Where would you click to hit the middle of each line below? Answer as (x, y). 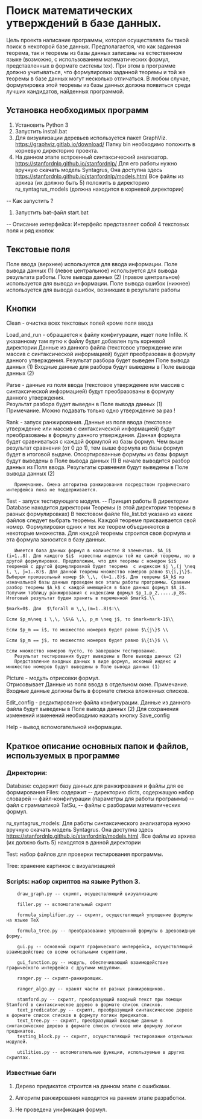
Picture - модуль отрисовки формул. (53, 678)
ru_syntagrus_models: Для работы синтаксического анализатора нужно (99, 823)
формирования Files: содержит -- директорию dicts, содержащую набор (100, 792)
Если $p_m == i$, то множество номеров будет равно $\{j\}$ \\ (87, 630)
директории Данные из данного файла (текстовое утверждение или (94, 348)
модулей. (17, 1042)
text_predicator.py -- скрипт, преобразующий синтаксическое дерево (105, 1010)
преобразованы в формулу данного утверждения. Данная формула (93, 435)
